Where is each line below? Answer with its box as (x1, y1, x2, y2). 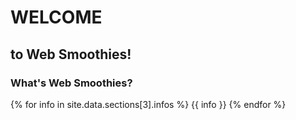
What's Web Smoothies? (10, 76, 133, 90)
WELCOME (10, 6, 103, 29)
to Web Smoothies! (10, 46, 132, 63)
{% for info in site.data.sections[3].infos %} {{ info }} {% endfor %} (10, 98, 287, 110)
